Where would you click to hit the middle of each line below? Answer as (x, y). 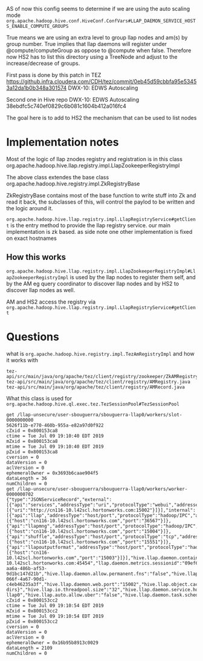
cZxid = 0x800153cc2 (32, 600)
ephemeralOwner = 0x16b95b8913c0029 (52, 643)
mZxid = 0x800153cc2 (32, 611)
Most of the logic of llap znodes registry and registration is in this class (95, 159)
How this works (36, 257)
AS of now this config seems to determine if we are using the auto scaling (98, 9)
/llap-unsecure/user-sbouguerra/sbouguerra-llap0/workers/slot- (100, 414)
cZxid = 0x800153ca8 (32, 430)
